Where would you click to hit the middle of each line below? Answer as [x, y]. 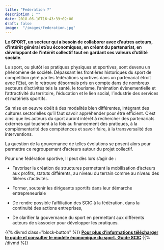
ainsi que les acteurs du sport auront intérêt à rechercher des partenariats [80, 119]
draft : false [18, 23]
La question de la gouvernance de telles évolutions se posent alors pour [78, 144]
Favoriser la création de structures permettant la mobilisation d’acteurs [84, 168]
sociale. [14, 58]
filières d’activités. [30, 179]
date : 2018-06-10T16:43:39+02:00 [39, 19]
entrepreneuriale [29, 193]
